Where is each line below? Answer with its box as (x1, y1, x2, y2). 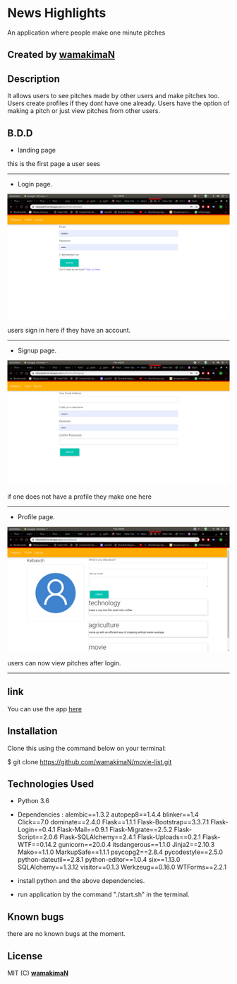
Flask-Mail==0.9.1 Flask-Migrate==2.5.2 (56, 825, 173, 834)
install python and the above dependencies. (17, 877, 145, 885)
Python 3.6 (17, 797, 49, 805)
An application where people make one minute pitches (7, 28, 166, 37)
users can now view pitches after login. (7, 658, 121, 667)
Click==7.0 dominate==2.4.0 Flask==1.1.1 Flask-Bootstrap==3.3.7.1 (17, 818, 209, 826)
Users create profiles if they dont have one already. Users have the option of (7, 99, 230, 107)
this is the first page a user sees (7, 159, 101, 167)
